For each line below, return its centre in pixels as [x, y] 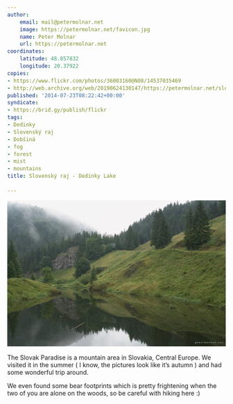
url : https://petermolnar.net [63, 44]
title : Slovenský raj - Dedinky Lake [62, 176]
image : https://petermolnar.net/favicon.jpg [85, 29]
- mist [17, 161]
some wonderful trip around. [48, 372]
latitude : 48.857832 [49, 59]
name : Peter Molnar [48, 37]
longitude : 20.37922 [49, 66]
